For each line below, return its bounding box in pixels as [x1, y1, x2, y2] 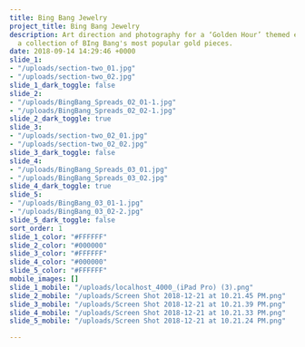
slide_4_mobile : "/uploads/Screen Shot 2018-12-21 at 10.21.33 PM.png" [9, 308, 286, 317]
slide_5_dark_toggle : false [9, 215, 116, 225]
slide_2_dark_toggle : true [9, 114, 112, 123]
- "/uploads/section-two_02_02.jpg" [9, 140, 148, 149]
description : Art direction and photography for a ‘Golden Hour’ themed [9, 30, 290, 39]
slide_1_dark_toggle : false [9, 81, 116, 90]
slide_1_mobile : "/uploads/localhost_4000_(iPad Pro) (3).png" [9, 283, 254, 292]
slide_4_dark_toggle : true [9, 182, 112, 191]
